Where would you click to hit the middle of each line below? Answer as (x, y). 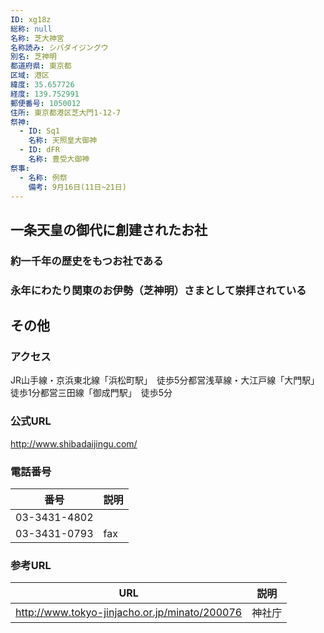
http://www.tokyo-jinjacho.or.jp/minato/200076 (129, 613)
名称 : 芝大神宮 (37, 38)
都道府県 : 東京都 (41, 66)
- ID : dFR (39, 150)
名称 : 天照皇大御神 (63, 141)
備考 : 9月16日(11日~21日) (77, 187)
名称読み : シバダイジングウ (59, 47)
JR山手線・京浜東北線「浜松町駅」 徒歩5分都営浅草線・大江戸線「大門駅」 (163, 380)
